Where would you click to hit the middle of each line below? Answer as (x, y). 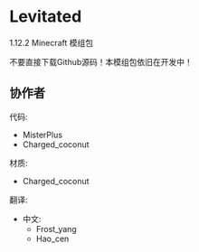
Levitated (46, 17)
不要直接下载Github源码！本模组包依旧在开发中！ (101, 61)
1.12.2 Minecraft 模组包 (52, 42)
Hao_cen (52, 238)
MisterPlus (43, 135)
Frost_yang (56, 229)
